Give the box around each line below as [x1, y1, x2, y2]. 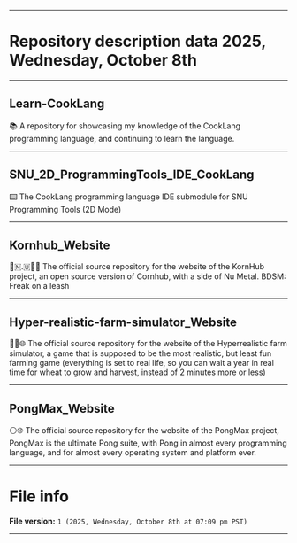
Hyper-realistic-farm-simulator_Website [9, 314, 237, 330]
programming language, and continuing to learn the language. [9, 133, 235, 144]
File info [9, 486, 69, 507]
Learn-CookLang [9, 97, 105, 112]
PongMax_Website [9, 400, 115, 416]
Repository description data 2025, [9, 32, 267, 51]
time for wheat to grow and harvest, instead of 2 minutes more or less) [9, 367, 267, 377]
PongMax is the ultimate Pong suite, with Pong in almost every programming [9, 438, 287, 448]
